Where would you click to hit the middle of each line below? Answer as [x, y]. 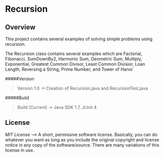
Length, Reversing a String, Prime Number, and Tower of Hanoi [69, 69]
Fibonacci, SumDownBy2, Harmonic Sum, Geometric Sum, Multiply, [74, 59]
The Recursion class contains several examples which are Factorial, [74, 53]
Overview [20, 27]
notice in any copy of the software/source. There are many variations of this [82, 145]
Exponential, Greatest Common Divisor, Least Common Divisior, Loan [75, 64]
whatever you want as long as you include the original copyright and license [82, 140]
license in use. [20, 150]
